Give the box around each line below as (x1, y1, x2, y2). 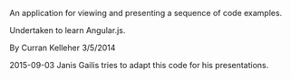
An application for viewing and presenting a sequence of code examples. (9, 8, 283, 18)
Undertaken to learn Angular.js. (9, 25, 126, 35)
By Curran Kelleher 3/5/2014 (9, 42, 116, 53)
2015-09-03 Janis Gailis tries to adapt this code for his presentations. (9, 60, 269, 70)
